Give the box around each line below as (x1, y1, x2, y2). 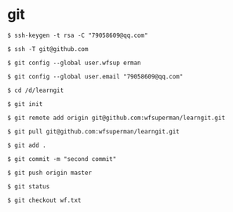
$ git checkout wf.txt (7, 196, 82, 204)
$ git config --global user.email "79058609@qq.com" (7, 72, 184, 80)
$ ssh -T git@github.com (7, 45, 89, 53)
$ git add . (7, 141, 46, 149)
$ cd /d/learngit (7, 86, 64, 94)
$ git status (7, 182, 50, 190)
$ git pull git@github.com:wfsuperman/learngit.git (7, 127, 180, 135)
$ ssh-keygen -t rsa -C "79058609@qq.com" (7, 31, 148, 39)
